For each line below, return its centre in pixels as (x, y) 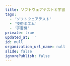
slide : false (19, 51)
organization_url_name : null (35, 47)
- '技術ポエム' (23, 24)
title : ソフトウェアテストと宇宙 (35, 10)
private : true (20, 33)
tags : (11, 14)
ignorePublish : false (28, 56)
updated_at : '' (21, 38)
